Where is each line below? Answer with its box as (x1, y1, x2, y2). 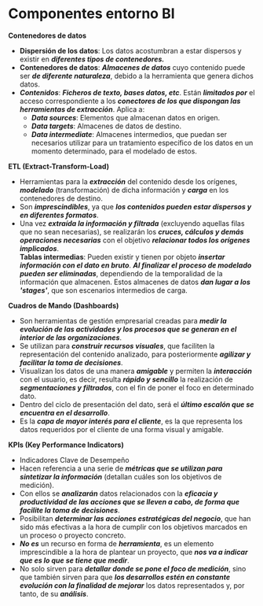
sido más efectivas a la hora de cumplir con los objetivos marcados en (19, 522, 247, 531)
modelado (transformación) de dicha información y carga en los (19, 185, 229, 194)
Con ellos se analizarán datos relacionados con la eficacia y (19, 489, 218, 498)
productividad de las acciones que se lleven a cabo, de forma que (19, 497, 239, 506)
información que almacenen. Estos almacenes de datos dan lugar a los (19, 277, 251, 286)
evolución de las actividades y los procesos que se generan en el (19, 324, 237, 334)
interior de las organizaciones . (19, 332, 122, 342)
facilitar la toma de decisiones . (19, 357, 123, 367)
